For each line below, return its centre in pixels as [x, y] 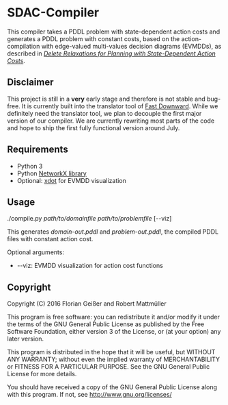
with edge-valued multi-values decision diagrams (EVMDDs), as [131, 46]
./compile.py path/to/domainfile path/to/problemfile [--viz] [89, 219]
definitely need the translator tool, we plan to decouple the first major [104, 113]
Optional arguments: [36, 252]
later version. [26, 339]
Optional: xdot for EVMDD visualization [71, 180]
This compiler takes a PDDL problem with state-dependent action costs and [114, 32]
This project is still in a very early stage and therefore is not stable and [106, 99]
